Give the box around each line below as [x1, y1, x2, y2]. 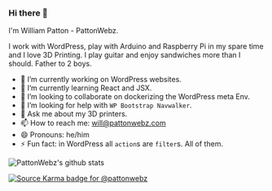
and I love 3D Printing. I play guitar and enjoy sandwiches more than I [8, 50, 241, 60]
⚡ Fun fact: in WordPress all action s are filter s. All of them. [20, 139, 224, 149]
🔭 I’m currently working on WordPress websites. [20, 75, 182, 85]
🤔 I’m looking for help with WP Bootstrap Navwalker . [20, 101, 193, 111]
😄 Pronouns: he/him [20, 130, 90, 140]
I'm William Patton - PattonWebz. [8, 26, 119, 36]
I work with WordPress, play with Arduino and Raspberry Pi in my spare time [8, 41, 264, 51]
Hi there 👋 [8, 7, 49, 19]
